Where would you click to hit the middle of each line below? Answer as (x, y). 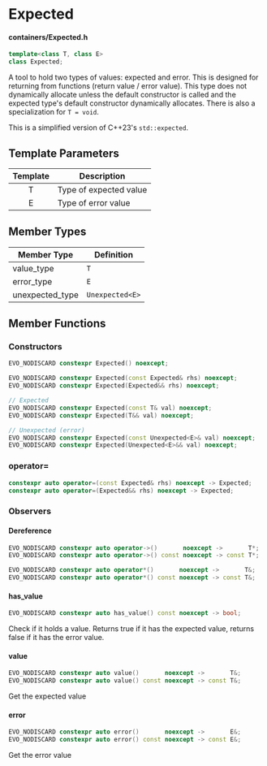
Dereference (30, 530)
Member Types (47, 232)
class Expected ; (36, 62)
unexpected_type (46, 295)
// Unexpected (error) (47, 430)
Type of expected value (102, 189)
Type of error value (94, 202)
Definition (114, 254)
